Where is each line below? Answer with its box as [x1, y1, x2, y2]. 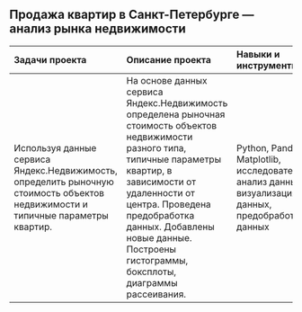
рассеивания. [126, 288, 187, 300]
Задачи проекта [13, 53, 87, 66]
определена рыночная [126, 108, 226, 120]
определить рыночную [13, 175, 114, 188]
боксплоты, [126, 265, 177, 278]
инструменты [236, 58, 299, 71]
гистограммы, [126, 254, 189, 266]
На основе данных [126, 74, 209, 86]
